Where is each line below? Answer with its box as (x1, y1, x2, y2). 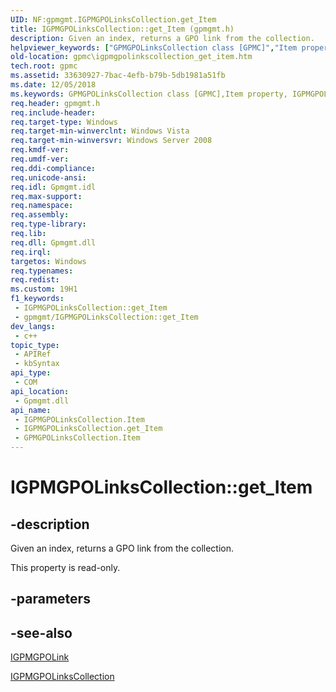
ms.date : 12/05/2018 (10, 80, 97, 90)
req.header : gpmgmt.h (10, 98, 101, 108)
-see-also (10, 624, 73, 641)
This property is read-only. (10, 562, 121, 573)
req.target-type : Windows (10, 117, 118, 127)
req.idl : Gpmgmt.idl (10, 182, 97, 192)
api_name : (10, 405, 52, 415)
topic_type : (10, 340, 60, 350)
